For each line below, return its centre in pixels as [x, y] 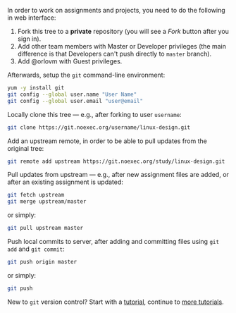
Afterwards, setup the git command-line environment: [86, 75]
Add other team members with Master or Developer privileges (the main [122, 46]
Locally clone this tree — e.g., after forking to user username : [94, 114]
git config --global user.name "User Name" [72, 94]
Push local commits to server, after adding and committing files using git [113, 241]
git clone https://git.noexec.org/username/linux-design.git [99, 127]
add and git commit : [36, 249]
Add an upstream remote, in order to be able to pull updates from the [107, 141]
